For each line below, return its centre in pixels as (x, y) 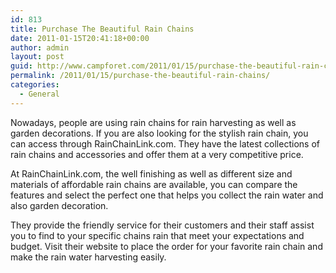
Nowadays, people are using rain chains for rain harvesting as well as (153, 122)
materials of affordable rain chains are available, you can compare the (154, 184)
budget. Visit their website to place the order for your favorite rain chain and (166, 246)
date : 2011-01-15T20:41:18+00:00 (80, 38)
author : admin (40, 47)
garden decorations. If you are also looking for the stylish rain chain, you (159, 133)
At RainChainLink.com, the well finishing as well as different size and (151, 173)
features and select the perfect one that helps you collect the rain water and (167, 195)
